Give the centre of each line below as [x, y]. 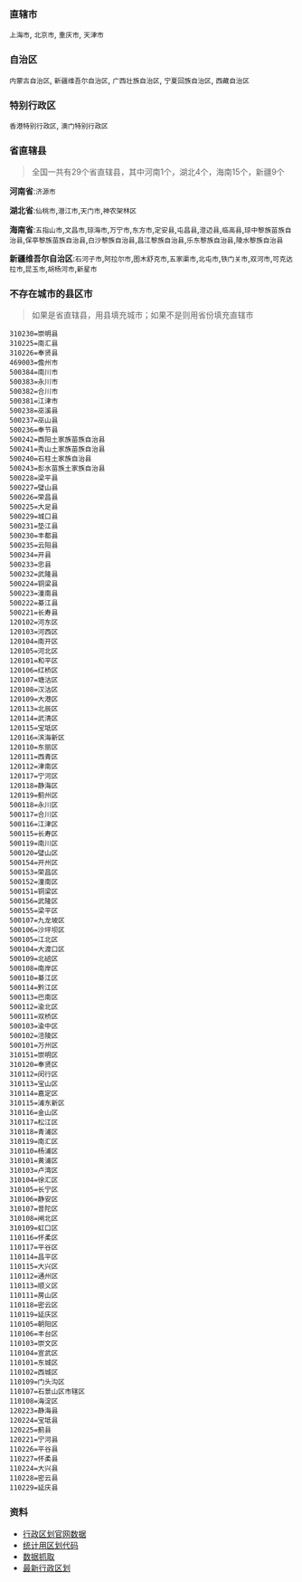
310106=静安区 [34, 1200]
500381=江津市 [34, 401]
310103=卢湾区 [34, 1171]
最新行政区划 [46, 1568]
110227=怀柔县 [34, 1459]
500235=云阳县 [34, 546]
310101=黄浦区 [34, 1161]
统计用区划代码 [50, 1545]
